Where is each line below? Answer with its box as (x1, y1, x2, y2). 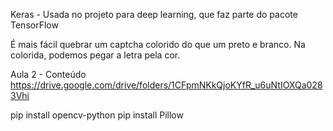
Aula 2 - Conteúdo (10, 69, 87, 80)
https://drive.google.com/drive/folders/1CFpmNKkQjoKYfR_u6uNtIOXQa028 (10, 79, 323, 91)
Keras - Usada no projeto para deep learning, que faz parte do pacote (10, 9, 298, 20)
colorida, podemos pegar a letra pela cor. (10, 49, 181, 61)
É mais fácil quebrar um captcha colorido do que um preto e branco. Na (10, 39, 306, 50)
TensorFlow (10, 19, 59, 31)
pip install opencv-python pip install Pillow (10, 109, 184, 121)
